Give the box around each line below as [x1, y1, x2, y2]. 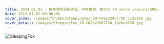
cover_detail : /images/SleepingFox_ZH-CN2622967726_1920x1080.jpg [5, 20, 143, 25]
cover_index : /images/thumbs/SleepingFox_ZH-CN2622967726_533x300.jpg [5, 16, 152, 21]
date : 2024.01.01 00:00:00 [5, 11, 60, 16]
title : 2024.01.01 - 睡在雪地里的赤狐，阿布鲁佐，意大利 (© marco [5, 7, 130, 12]
